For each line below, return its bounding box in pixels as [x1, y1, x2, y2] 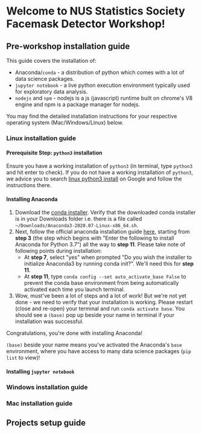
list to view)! [6, 354, 40, 362]
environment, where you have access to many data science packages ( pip [6, 348, 191, 355]
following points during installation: [14, 247, 103, 255]
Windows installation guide [6, 383, 88, 391]
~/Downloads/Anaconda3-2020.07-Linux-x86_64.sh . [14, 222, 139, 229]
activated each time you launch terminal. [24, 286, 125, 293]
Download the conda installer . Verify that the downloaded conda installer [14, 209, 196, 216]
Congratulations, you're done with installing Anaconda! [6, 330, 143, 337]
